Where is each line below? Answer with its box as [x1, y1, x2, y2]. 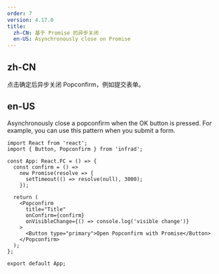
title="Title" [25, 206, 67, 213]
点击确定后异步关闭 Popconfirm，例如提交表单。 [7, 80, 145, 88]
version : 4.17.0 [7, 17, 54, 23]
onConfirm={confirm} [25, 211, 85, 219]
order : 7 [7, 10, 32, 17]
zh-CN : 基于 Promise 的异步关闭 [13, 29, 99, 36]
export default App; [7, 260, 67, 267]
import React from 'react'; [7, 139, 88, 147]
